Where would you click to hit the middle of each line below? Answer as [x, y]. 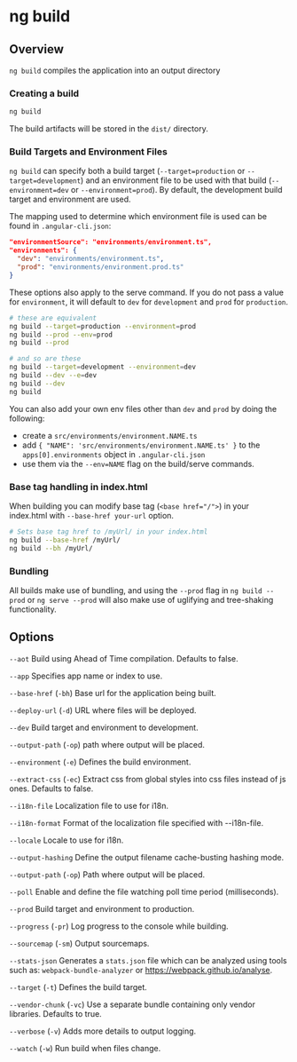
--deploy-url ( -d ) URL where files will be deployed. [103, 710]
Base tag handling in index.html [78, 487]
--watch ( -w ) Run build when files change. [85, 1048]
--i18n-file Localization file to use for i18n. [89, 805]
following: [27, 418]
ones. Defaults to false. [51, 789]
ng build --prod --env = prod [61, 335]
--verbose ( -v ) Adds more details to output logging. [103, 1031]
